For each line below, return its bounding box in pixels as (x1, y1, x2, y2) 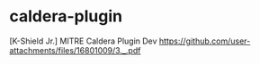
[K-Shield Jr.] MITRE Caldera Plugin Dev (9, 36, 157, 46)
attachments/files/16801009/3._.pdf (9, 44, 141, 55)
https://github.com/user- (158, 36, 251, 46)
